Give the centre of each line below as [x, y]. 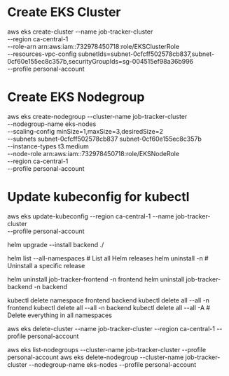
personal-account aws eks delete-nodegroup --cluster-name [96, 357]
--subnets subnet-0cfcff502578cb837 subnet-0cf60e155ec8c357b [104, 139]
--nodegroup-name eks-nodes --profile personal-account [112, 364]
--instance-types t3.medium [48, 146]
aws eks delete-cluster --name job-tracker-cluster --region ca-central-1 [111, 328]
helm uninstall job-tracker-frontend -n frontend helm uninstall [96, 279]
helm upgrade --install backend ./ [56, 244]
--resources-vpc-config [42, 54]
